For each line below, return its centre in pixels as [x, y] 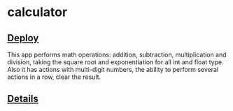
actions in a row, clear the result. [54, 77]
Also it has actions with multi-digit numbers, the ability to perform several [113, 69]
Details [23, 99]
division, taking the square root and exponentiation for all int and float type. [115, 62]
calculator [37, 12]
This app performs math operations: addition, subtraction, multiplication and [117, 54]
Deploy [23, 38]
